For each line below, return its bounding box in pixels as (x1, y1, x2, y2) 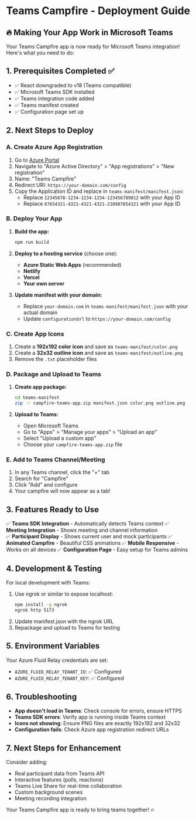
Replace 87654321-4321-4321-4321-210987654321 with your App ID (23, 200, 180, 207)
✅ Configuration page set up (14, 108, 84, 115)
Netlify (23, 267, 41, 274)
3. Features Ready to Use (6, 504, 99, 514)
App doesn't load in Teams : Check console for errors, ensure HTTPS (14, 708, 183, 715)
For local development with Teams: (6, 579, 91, 586)
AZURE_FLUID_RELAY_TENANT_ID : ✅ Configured (14, 668, 122, 675)
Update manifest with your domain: (14, 291, 102, 298)
